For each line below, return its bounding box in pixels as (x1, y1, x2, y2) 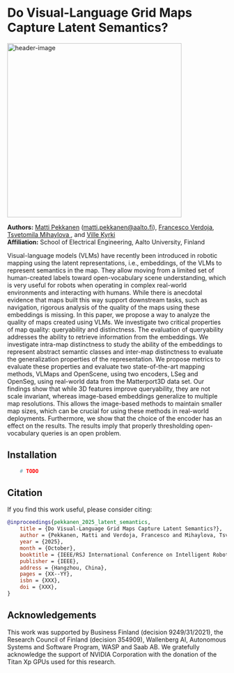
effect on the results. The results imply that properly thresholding (7, 421, 194, 430)
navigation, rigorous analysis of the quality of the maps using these (7, 303, 201, 311)
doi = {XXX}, (19, 584, 58, 591)
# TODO (19, 467, 39, 474)
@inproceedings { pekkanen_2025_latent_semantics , (7, 519, 151, 526)
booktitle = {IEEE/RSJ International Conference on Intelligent (19, 551, 210, 558)
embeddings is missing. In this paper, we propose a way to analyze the (7, 310, 210, 318)
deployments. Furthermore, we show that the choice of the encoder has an (7, 414, 222, 422)
